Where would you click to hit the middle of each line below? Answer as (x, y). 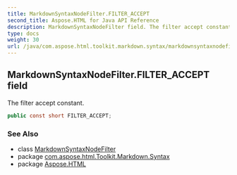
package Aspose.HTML (52, 164)
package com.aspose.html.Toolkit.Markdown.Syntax (94, 156)
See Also (23, 134)
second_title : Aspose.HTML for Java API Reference (83, 20)
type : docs (23, 33)
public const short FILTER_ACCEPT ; (60, 116)
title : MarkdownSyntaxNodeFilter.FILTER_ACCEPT (79, 14)
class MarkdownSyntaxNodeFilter (67, 149)
